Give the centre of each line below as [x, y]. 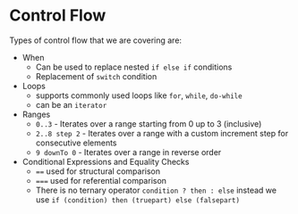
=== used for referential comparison [101, 180]
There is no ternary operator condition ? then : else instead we [156, 190]
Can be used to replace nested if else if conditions [134, 67]
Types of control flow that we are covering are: [95, 40]
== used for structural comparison [98, 171]
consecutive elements [76, 143]
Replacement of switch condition [96, 76]
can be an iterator [71, 104]
